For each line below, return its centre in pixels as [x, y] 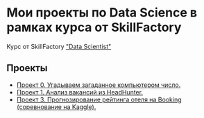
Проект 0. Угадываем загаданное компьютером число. [99, 85]
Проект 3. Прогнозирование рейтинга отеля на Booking [99, 99]
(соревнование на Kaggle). [56, 107]
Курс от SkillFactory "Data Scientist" [59, 46]
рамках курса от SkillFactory [94, 27]
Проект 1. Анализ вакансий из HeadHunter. [80, 92]
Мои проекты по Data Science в [102, 13]
